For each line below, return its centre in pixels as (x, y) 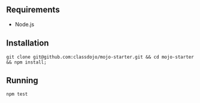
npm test (17, 94)
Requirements (33, 10)
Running (22, 81)
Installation (28, 43)
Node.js (25, 24)
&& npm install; (26, 62)
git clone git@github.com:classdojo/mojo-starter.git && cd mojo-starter (100, 57)
